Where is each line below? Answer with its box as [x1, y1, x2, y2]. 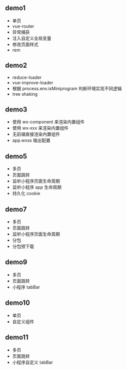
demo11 [5, 333, 29, 342]
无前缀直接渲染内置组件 [12, 131, 60, 137]
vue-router [12, 23, 34, 29]
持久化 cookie [12, 190, 40, 196]
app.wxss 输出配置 [12, 138, 51, 144]
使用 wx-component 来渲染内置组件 [12, 119, 85, 125]
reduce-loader [12, 74, 42, 80]
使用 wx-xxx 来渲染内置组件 [12, 125, 69, 131]
